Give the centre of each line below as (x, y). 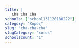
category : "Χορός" (24, 24)
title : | (14, 10)
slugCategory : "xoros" (29, 33)
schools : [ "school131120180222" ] (40, 19)
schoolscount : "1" (24, 38)
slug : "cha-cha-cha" (27, 28)
